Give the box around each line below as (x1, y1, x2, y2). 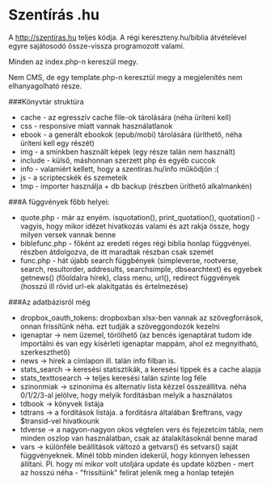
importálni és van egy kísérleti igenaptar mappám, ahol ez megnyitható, (19, 338, 259, 348)
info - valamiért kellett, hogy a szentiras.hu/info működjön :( (19, 164, 219, 173)
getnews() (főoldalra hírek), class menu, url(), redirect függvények (19, 273, 240, 283)
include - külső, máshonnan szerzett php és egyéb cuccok (19, 155, 216, 165)
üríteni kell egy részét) (19, 138, 95, 147)
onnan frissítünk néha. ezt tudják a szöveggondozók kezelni (19, 321, 220, 331)
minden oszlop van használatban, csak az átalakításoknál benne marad (19, 433, 258, 443)
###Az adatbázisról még (8, 297, 91, 307)
